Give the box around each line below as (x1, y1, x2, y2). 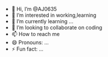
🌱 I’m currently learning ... (11, 18, 74, 24)
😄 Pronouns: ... (11, 39, 49, 46)
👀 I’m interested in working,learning (11, 12, 97, 19)
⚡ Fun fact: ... (11, 45, 44, 52)
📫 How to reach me (11, 31, 60, 37)
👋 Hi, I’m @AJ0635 (11, 6, 57, 12)
